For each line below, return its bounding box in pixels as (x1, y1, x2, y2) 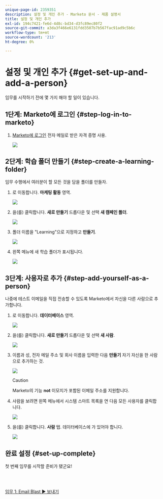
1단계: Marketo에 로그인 (5, 110, 75, 119)
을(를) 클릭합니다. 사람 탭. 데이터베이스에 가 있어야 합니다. (12, 424, 123, 430)
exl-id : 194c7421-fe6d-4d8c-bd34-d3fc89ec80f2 (5, 21, 102, 26)
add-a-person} (5, 77, 68, 89)
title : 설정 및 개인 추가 (5, 16, 51, 21)
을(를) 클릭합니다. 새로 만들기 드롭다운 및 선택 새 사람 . (12, 332, 115, 338)
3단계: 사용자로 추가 (5, 274, 63, 282)
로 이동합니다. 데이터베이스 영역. (12, 313, 75, 318)
